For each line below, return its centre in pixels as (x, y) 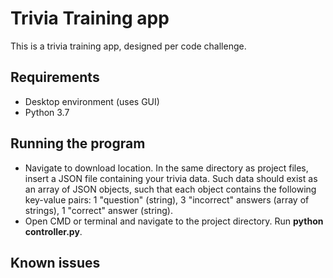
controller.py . (53, 231)
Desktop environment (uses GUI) (92, 101)
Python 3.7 (47, 112)
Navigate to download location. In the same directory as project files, (166, 168)
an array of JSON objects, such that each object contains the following (170, 189)
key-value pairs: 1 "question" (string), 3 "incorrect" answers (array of (167, 199)
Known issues (55, 262)
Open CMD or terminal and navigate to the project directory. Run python (174, 221)
